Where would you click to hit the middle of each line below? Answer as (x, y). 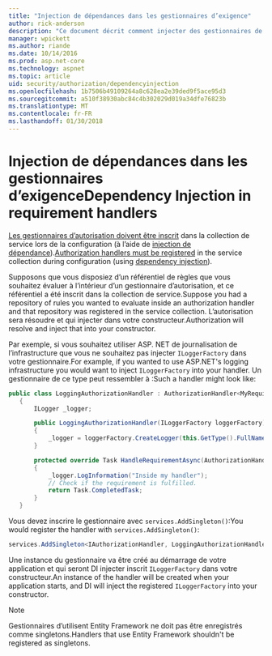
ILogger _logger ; (63, 409)
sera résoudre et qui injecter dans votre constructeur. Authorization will (126, 320)
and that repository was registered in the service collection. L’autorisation (131, 311)
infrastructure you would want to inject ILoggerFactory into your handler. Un (135, 370)
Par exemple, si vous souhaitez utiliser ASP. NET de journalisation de (123, 344)
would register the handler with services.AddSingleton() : (104, 530)
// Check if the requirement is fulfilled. (123, 483)
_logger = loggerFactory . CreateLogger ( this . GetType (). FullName (157, 438)
